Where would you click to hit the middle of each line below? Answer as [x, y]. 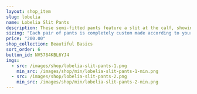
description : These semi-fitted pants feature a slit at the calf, [90, 28]
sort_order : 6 [23, 50]
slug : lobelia [23, 17]
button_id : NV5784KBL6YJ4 [38, 55]
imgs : [13, 60]
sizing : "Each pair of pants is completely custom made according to [93, 33]
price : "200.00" [26, 39]
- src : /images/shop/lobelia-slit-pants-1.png [69, 66]
